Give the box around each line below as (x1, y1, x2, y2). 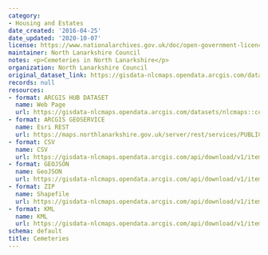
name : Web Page (15, 101, 66, 109)
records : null (8, 78, 56, 86)
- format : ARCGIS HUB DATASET (8, 94, 109, 102)
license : (8, 42, 37, 50)
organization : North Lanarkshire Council (8, 64, 148, 72)
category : (8, 11, 41, 20)
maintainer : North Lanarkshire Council (8, 49, 141, 57)
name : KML (15, 213, 48, 221)
